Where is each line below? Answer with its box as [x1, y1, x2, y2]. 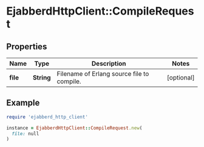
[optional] [166, 73, 195, 81]
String [32, 73, 51, 81]
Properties [6, 41, 47, 52]
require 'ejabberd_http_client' [6, 114, 88, 120]
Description [91, 60, 126, 67]
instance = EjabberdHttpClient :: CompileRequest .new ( [6, 125, 143, 131]
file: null [12, 131, 39, 137]
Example [6, 98, 40, 108]
